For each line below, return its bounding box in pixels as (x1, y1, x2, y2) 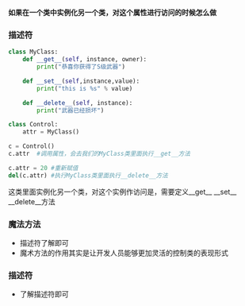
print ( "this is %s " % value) (36, 84, 133, 92)
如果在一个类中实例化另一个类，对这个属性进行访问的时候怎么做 (8, 8, 216, 17)
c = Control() (8, 142, 56, 150)
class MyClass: (8, 48, 59, 56)
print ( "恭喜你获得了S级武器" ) (36, 63, 125, 71)
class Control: (8, 121, 59, 129)
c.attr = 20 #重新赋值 (8, 164, 78, 172)
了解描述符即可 (19, 289, 69, 299)
